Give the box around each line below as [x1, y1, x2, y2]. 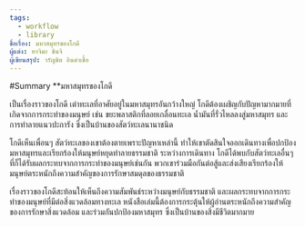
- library [17, 30, 55, 39]
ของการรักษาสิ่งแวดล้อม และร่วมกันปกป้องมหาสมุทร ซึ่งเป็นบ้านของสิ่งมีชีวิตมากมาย [9, 206, 255, 217]
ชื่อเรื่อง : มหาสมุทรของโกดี [9, 38, 80, 48]
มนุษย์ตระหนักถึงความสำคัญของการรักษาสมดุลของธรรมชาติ [9, 168, 185, 178]
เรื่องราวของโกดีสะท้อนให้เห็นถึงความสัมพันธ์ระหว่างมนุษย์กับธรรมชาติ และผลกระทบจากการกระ [9, 186, 291, 196]
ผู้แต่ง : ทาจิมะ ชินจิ [9, 47, 63, 56]
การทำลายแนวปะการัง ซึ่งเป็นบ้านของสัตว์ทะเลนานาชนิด [9, 119, 174, 130]
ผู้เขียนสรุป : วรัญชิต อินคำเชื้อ [9, 55, 89, 64]
